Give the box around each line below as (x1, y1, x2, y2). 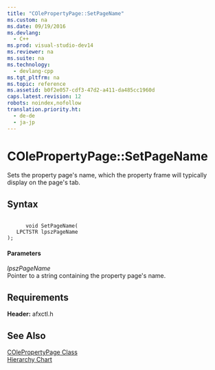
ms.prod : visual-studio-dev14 (7, 42, 94, 49)
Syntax (7, 198, 38, 210)
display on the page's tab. (7, 178, 81, 186)
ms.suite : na (7, 55, 45, 62)
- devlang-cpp (13, 67, 54, 74)
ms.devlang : (7, 29, 41, 36)
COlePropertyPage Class (7, 348, 78, 356)
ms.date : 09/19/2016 (7, 23, 67, 30)
